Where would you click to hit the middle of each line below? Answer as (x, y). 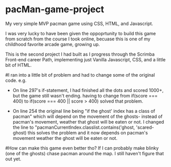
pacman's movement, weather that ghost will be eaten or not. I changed (88, 122)
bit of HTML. (19, 65)
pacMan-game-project (55, 9)
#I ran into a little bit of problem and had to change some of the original (80, 75)
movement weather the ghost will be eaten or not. (65, 138)
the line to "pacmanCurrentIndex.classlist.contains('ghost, (74, 127)
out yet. (13, 159)
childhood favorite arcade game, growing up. (53, 44)
